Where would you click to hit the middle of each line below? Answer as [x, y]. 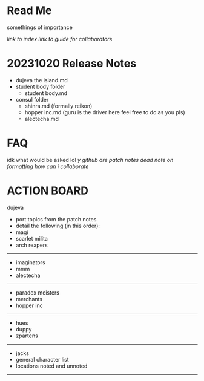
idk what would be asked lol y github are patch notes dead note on [90, 160]
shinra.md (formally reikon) [58, 106]
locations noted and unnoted [51, 366]
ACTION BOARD [48, 190]
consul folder [32, 99]
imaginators [30, 262]
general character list [42, 359]
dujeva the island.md [42, 80]
